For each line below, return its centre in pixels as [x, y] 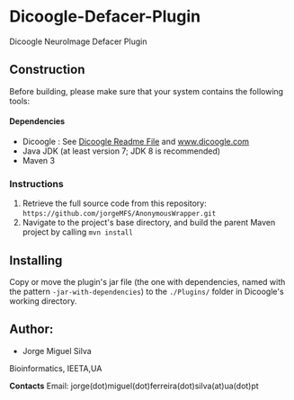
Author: [31, 329]
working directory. [43, 301]
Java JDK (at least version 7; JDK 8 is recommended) [121, 151]
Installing [36, 260]
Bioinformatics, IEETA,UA [56, 368]
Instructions [37, 183]
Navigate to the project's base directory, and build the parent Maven [149, 223]
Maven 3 [39, 160]
